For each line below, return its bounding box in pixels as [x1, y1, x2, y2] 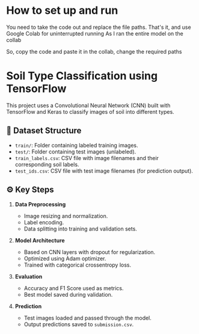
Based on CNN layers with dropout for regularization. [23, 248, 156, 256]
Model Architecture [14, 237, 65, 244]
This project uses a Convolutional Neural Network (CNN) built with [6, 102, 171, 109]
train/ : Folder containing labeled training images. [14, 141, 138, 149]
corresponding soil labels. [14, 161, 79, 168]
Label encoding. [23, 218, 64, 226]
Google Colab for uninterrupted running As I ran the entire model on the [6, 29, 183, 37]
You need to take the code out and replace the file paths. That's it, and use [6, 23, 191, 31]
